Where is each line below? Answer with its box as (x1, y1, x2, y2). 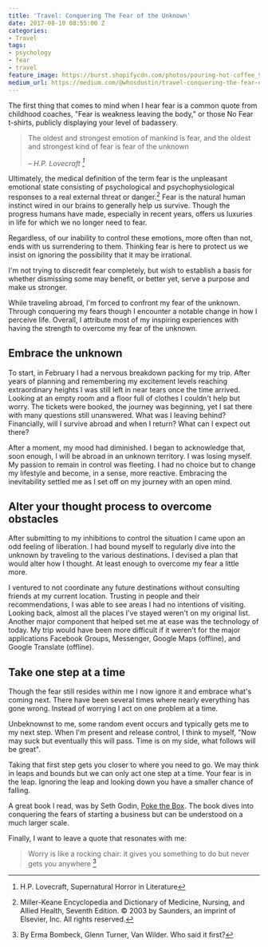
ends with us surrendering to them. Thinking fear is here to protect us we (8, 241, 249, 251)
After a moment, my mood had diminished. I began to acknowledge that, (8, 443, 246, 452)
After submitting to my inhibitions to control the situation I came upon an (8, 533, 246, 543)
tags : (8, 42, 26, 50)
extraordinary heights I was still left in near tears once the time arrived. (8, 384, 241, 394)
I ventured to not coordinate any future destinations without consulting (8, 583, 240, 592)
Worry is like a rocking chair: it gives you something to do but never (27, 849, 250, 859)
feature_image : (8, 71, 59, 79)
